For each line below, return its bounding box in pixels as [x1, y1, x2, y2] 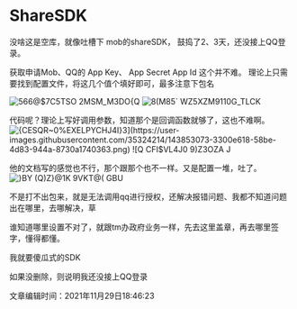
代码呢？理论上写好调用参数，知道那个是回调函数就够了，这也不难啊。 [9, 114, 270, 125]
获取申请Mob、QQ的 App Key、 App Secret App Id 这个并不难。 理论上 [9, 67, 273, 77]
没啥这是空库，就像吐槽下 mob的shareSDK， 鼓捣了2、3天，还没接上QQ [9, 36, 278, 47]
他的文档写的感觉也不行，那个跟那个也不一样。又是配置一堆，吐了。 [9, 162, 262, 173]
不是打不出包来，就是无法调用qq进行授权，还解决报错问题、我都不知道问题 [9, 191, 288, 202]
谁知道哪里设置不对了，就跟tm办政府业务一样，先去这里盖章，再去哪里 [9, 222, 272, 232]
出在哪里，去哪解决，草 [9, 202, 96, 213]
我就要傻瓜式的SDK [9, 251, 81, 262]
